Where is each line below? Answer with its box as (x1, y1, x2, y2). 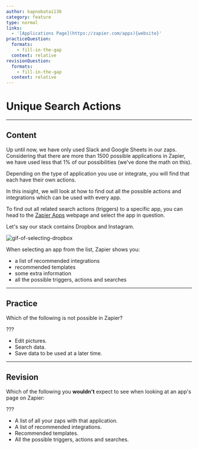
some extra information (14, 269, 72, 277)
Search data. (14, 343, 46, 351)
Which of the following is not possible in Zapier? (6, 314, 123, 321)
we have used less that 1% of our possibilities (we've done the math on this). (6, 159, 192, 166)
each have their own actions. (6, 176, 77, 183)
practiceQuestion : (6, 36, 51, 42)
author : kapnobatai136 (6, 8, 62, 15)
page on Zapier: (6, 394, 45, 401)
